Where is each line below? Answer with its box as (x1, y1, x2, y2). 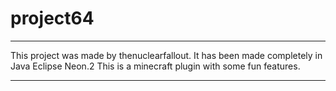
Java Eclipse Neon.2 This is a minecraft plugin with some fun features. (10, 60, 301, 72)
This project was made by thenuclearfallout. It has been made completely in (10, 49, 323, 61)
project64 (10, 7, 95, 30)
